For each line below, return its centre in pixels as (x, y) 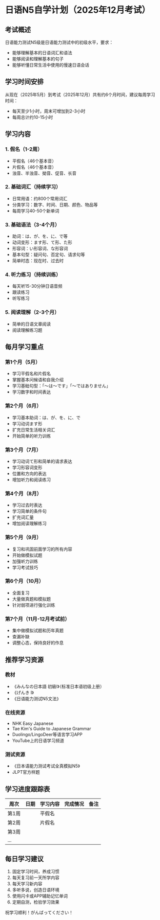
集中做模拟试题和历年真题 (38, 631)
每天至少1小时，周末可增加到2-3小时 (49, 111)
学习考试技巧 (25, 567)
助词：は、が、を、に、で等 (40, 236)
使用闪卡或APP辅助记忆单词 (40, 896)
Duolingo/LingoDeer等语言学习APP (47, 735)
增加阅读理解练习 (29, 524)
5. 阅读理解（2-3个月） (32, 312)
